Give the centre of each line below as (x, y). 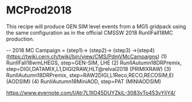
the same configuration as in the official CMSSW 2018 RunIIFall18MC (90, 32)
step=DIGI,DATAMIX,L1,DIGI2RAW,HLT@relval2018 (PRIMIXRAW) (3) (89, 69)
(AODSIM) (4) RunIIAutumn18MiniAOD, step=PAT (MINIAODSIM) (84, 81)
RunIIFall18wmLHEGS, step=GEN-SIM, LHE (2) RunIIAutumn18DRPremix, (94, 63)
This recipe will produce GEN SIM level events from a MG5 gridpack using (96, 26)
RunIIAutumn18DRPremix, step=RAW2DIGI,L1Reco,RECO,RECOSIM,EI (90, 75)
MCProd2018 (39, 10)
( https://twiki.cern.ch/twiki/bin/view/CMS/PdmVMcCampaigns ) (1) (87, 56)
